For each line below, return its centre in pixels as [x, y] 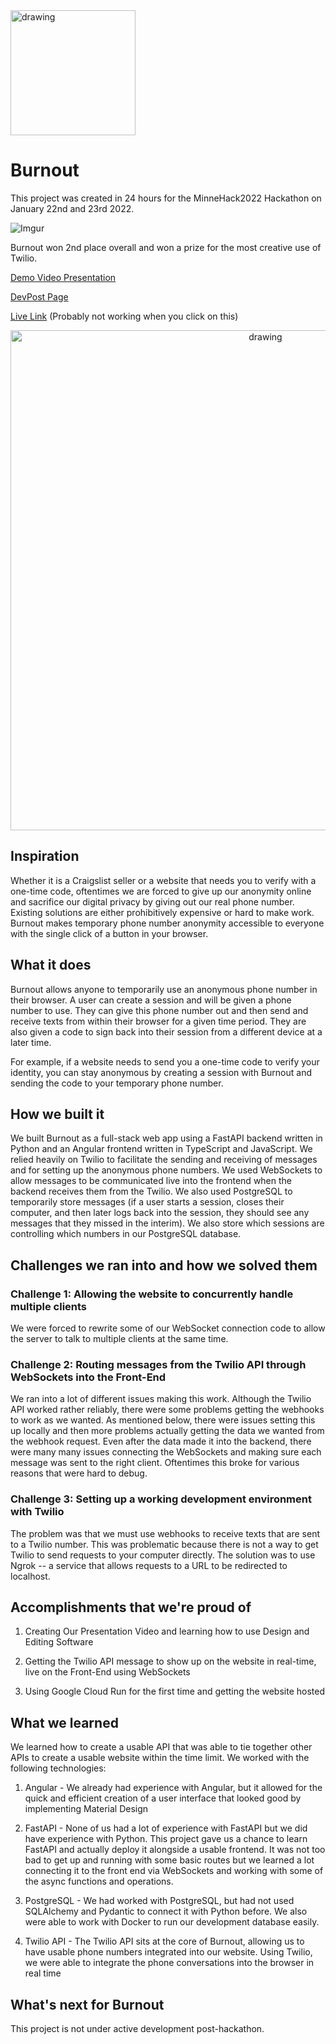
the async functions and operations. [99, 1881]
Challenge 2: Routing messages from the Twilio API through [158, 1364]
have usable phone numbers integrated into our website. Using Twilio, [168, 1952]
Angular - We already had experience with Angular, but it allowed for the [173, 1788]
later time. [31, 1042]
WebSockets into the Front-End [88, 1377]
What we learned [64, 1722]
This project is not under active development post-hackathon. [137, 2029]
